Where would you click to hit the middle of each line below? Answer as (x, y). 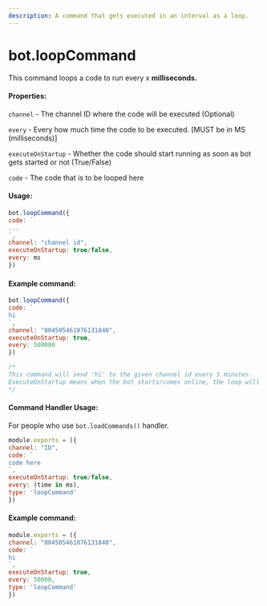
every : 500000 (32, 345)
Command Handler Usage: (53, 408)
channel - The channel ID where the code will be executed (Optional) (121, 114)
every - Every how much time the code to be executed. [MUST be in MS (127, 129)
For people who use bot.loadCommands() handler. (89, 425)
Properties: (27, 96)
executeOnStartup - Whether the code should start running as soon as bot (130, 153)
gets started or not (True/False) (60, 162)
